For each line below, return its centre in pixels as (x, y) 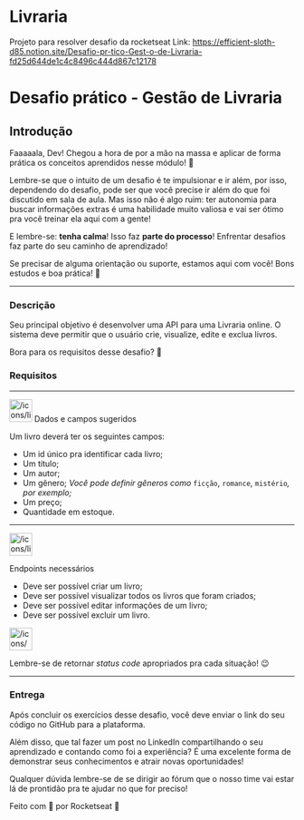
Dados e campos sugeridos (85, 418)
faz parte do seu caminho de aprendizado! (89, 246)
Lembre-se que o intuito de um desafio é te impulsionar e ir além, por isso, (148, 180)
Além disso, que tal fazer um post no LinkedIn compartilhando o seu (137, 742)
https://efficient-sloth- (234, 42)
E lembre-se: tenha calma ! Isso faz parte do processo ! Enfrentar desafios (148, 236)
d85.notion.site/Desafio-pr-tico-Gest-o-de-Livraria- (106, 51)
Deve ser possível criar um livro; (82, 586)
